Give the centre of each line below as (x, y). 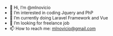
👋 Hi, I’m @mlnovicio (30, 8)
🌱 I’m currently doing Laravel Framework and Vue (59, 18)
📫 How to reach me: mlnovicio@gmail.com (53, 28)
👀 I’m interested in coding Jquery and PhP (51, 13)
